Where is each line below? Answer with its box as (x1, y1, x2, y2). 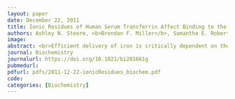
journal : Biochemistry (7, 49, 73, 56)
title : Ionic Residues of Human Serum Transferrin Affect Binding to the (7, 23, 227, 30)
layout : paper (7, 10, 49, 17)
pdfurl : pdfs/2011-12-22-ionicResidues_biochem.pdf (7, 68, 161, 75)
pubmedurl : (7, 62, 39, 69)
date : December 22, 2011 (7, 17, 80, 24)
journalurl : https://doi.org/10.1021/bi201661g (7, 56, 149, 63)
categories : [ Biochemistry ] (7, 82, 90, 89)
